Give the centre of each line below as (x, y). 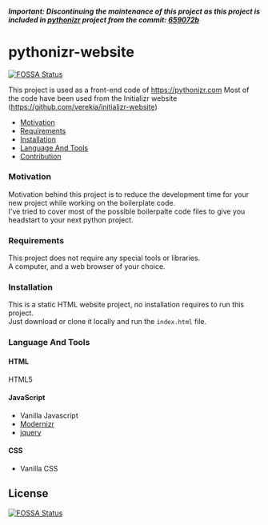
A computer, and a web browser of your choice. (87, 267)
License (28, 493)
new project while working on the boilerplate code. (92, 202)
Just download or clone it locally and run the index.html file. (108, 322)
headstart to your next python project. (71, 219)
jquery (30, 432)
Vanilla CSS (39, 468)
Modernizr (37, 423)
